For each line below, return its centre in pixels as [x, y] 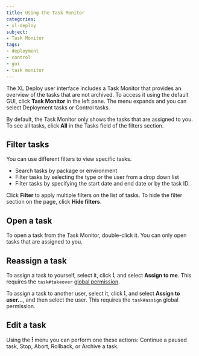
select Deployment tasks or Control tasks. [58, 107]
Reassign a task [37, 261]
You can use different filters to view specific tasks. [69, 159]
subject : [17, 32]
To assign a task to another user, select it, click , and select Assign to [93, 293]
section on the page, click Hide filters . [54, 202]
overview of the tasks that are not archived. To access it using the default [97, 94]
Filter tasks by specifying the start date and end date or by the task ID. [102, 184]
